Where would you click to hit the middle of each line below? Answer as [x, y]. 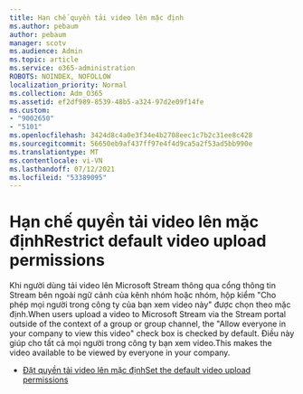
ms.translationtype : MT [54, 152]
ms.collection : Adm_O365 [56, 93]
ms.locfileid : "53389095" [58, 177]
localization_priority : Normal [68, 85]
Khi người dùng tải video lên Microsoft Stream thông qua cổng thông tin [142, 286]
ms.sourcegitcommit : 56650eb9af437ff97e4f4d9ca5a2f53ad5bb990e [131, 144]
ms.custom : [30, 110]
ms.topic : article [44, 60]
